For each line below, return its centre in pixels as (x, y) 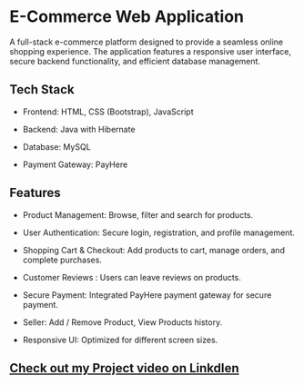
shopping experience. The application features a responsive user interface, (150, 51)
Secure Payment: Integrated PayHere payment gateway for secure (147, 295)
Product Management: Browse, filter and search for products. (138, 214)
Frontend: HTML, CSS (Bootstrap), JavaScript (108, 112)
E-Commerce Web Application (127, 17)
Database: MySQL (56, 146)
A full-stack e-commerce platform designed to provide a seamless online (147, 42)
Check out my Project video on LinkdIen (124, 368)
